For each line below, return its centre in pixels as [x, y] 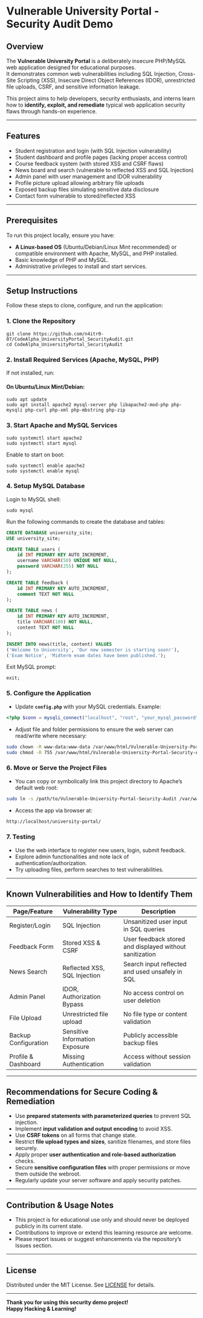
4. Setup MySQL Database [46, 486]
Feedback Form [32, 946]
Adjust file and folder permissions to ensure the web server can [94, 729]
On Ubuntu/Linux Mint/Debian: [46, 387]
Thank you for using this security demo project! [67, 1302]
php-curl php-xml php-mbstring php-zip [75, 410]
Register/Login [30, 925]
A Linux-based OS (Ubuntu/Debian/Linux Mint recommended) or [96, 247]
